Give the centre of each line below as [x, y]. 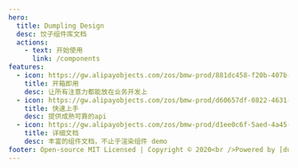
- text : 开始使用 [54, 51]
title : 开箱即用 [52, 84]
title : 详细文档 [52, 133]
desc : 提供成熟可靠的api [66, 116]
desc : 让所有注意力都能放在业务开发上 [86, 92]
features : [27, 68]
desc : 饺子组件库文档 [52, 34]
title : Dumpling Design [60, 26]
